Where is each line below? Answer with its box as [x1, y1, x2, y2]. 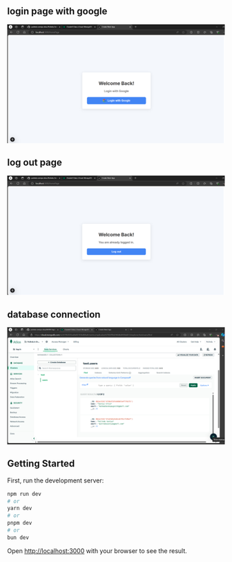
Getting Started [7, 458, 75, 469]
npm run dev [7, 490, 41, 497]
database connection [7, 308, 101, 320]
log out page [7, 157, 62, 169]
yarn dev [7, 505, 32, 512]
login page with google [7, 6, 108, 17]
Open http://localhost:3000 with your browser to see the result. [7, 546, 188, 555]
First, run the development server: [7, 476, 104, 485]
